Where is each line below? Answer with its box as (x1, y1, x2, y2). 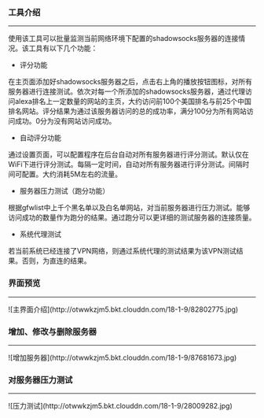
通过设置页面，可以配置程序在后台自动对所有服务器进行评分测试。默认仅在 (8, 150, 249, 159)
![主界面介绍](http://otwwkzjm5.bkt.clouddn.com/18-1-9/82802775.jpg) (8, 305, 239, 314)
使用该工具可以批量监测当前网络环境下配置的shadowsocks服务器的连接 (8, 34, 239, 43)
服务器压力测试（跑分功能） (19, 187, 110, 196)
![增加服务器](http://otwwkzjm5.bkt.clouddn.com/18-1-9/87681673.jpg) (8, 353, 237, 362)
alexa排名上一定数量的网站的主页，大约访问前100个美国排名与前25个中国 (14, 97, 251, 106)
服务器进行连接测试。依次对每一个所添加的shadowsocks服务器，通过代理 (8, 87, 246, 96)
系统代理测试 (19, 230, 61, 239)
